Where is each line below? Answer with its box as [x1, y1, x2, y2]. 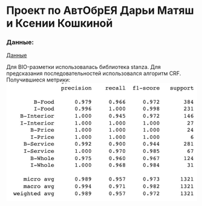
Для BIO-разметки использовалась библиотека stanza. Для [6, 63, 161, 71]
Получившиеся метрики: [6, 76, 71, 83]
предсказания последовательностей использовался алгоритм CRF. [6, 70, 181, 77]
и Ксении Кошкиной [6, 16, 113, 30]
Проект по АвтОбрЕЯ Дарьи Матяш [6, 4, 194, 18]
